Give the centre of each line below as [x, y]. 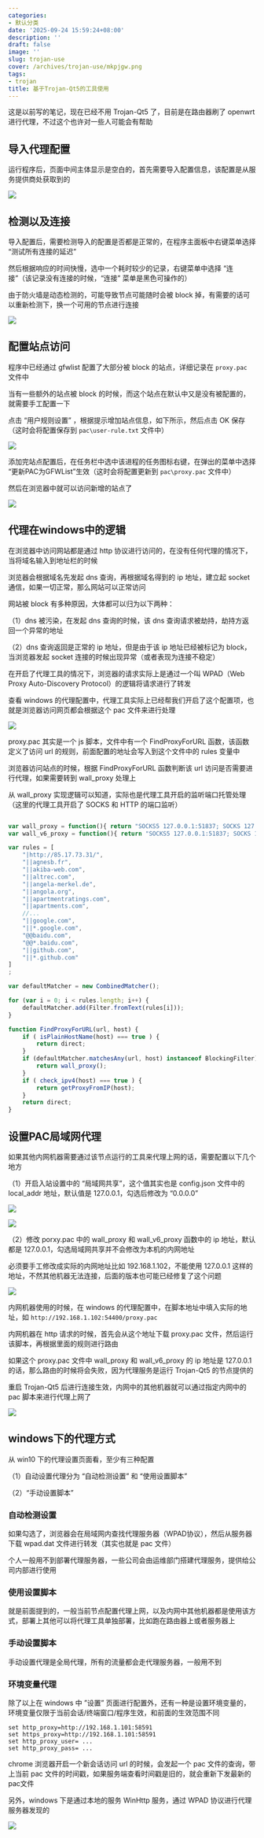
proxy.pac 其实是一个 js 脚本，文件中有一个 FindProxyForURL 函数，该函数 [129, 741]
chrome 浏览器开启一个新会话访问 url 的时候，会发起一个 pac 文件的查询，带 [132, 1763]
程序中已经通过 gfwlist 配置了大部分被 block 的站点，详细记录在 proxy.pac [128, 367]
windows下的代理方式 [62, 1439]
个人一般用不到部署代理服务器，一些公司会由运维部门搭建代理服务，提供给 [128, 1560]
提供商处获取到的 [42, 179]
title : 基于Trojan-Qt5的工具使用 [59, 89]
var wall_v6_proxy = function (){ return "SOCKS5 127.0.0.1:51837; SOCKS [130, 834]
